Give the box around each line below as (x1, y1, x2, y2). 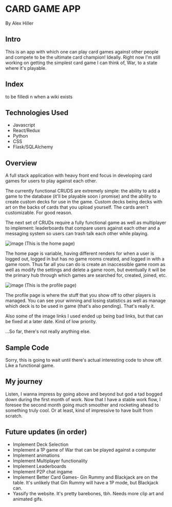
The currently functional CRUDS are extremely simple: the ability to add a (5, 188, 160, 194)
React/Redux (12, 127, 40, 134)
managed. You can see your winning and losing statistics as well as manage (5, 297, 166, 304)
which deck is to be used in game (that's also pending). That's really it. (5, 303, 155, 309)
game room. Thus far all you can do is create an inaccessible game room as (5, 261, 166, 268)
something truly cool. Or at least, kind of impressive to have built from (5, 407, 153, 414)
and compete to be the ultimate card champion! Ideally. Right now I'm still (5, 54, 161, 60)
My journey (5, 377, 43, 386)
